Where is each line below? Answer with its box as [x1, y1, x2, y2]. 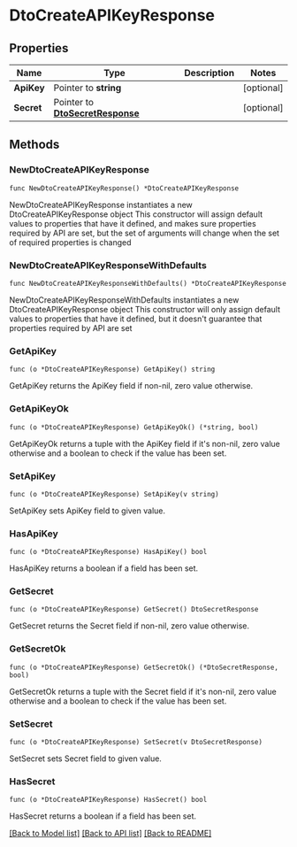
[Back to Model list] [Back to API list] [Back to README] [9, 828, 212, 839]
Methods [9, 137, 60, 152]
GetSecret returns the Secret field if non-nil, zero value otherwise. [9, 620, 250, 631]
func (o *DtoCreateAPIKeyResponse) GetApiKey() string [9, 365, 216, 374]
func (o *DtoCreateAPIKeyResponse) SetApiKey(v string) [9, 489, 219, 498]
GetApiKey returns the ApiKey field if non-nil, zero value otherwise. [9, 381, 254, 391]
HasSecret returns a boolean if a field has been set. [9, 811, 197, 821]
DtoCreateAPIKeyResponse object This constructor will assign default [9, 209, 263, 219]
